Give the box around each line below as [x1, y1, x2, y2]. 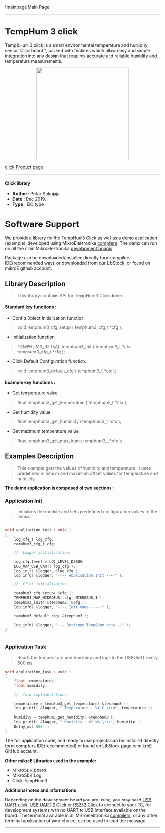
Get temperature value [12, 390, 58, 396]
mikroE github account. [5, 265, 53, 271]
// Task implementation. [14, 692, 67, 697]
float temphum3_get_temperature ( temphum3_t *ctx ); [17, 400, 128, 406]
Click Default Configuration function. [12, 358, 87, 364]
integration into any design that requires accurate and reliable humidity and [5, 53, 157, 59]
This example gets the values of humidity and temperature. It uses [17, 465, 151, 471]
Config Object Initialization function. [12, 315, 85, 321]
